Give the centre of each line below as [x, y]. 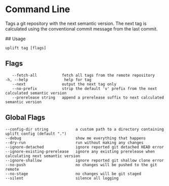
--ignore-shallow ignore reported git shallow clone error [85, 160]
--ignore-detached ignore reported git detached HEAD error [85, 147]
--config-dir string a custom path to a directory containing [85, 129]
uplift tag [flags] [26, 48]
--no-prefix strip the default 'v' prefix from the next [85, 88]
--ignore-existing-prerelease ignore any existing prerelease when [80, 151]
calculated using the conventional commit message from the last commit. [81, 28]
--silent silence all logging [62, 178]
